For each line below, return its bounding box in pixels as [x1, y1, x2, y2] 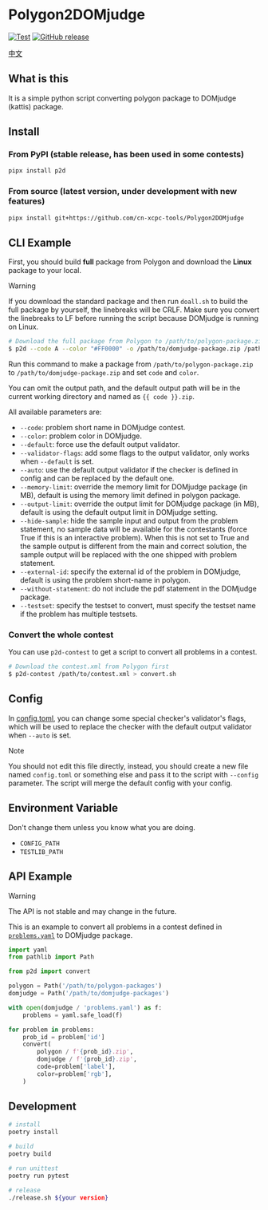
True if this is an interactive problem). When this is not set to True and [19, 533, 250, 543]
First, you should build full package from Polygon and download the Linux [8, 257, 253, 267]
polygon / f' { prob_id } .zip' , [37, 1048, 134, 1056]
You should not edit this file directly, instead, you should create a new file [8, 761, 249, 771]
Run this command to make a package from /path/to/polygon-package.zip [8, 359, 254, 369]
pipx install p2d [8, 167, 66, 175]
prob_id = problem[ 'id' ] [22, 1033, 105, 1041]
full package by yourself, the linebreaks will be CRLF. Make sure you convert [8, 305, 260, 314]
